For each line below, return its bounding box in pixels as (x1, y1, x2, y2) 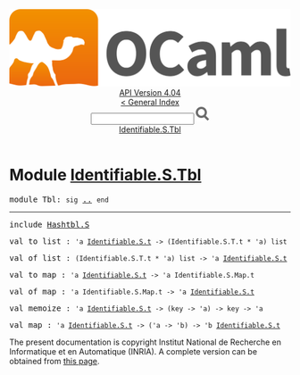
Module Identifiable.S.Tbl (9, 165, 202, 186)
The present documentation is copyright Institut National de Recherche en (9, 337, 281, 347)
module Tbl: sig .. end (9, 195, 109, 204)
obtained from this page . (9, 356, 100, 367)
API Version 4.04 (119, 87, 181, 98)
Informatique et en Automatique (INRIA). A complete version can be (9, 346, 257, 357)
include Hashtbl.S (9, 220, 90, 230)
